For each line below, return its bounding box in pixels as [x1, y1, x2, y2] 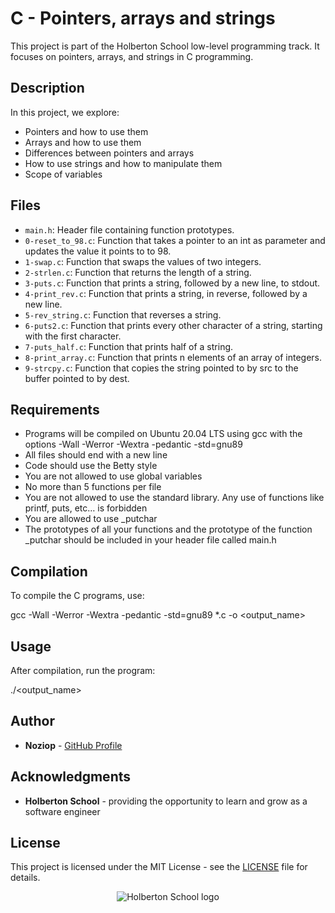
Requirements [10, 401, 100, 418]
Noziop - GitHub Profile [24, 739, 123, 751]
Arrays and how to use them [24, 136, 142, 148]
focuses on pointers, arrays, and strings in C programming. [10, 50, 254, 62]
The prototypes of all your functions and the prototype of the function [24, 523, 313, 536]
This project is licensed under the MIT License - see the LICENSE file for [10, 861, 308, 873]
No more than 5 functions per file [24, 481, 162, 493]
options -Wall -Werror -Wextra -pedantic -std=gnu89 [24, 438, 243, 451]
